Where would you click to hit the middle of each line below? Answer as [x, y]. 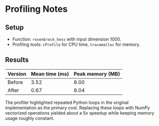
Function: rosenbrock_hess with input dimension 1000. [67, 39]
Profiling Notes [36, 9]
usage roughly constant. [30, 118]
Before [15, 82]
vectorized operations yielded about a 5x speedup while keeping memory [80, 113]
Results [17, 60]
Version [17, 74]
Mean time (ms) [50, 74]
